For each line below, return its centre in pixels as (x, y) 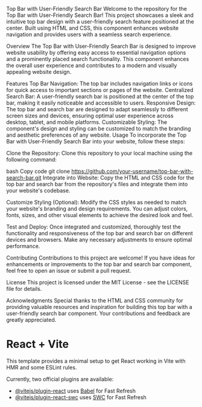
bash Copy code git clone (38, 171)
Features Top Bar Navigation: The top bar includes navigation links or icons (99, 83)
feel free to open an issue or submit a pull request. (69, 271)
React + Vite (38, 344)
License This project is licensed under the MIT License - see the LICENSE (98, 282)
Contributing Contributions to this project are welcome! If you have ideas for (101, 258)
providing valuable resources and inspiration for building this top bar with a (99, 307)
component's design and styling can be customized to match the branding (99, 129)
